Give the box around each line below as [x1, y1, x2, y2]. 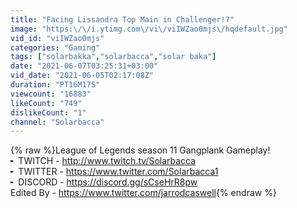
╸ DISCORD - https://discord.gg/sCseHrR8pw [10, 176, 198, 188]
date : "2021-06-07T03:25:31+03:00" [10, 61, 159, 71]
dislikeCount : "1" [10, 107, 87, 118]
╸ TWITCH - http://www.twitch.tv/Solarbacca [10, 155, 197, 167]
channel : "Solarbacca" [10, 117, 105, 127]
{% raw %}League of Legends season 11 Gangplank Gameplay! [10, 144, 271, 156]
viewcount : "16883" [10, 89, 92, 99]
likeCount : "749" [10, 98, 83, 108]
